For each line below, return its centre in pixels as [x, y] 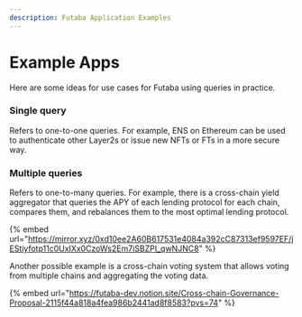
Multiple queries [46, 172]
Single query [38, 111]
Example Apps [64, 62]
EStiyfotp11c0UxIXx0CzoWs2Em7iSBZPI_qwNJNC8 [105, 248]
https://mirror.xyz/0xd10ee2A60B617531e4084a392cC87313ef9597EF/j [160, 239]
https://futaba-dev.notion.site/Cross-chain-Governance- [174, 294]
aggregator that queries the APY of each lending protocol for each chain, [145, 202]
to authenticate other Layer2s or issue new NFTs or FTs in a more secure [145, 140]
